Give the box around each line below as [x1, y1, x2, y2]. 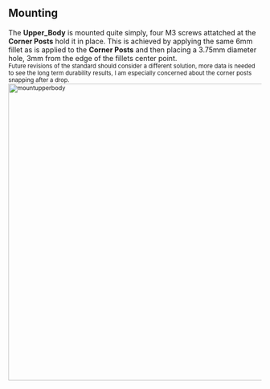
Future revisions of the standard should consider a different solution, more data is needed [8, 62, 256, 70]
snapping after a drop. [8, 76, 70, 84]
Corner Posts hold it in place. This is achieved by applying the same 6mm [8, 36, 253, 46]
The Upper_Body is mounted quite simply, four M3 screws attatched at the [8, 27, 256, 37]
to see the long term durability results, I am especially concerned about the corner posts [8, 68, 252, 77]
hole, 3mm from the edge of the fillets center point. [8, 53, 178, 63]
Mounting [8, 6, 59, 20]
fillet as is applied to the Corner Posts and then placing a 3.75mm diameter [8, 44, 257, 55]
